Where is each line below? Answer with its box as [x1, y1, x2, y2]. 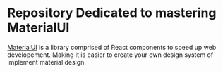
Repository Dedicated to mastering [7, 5, 217, 21]
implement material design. [7, 58, 87, 66]
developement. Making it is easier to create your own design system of [7, 51, 214, 59]
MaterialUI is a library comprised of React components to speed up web [7, 43, 217, 51]
